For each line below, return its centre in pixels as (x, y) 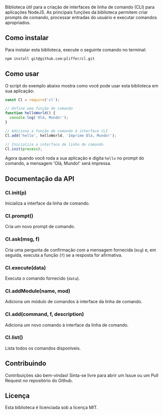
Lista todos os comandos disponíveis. (43, 348)
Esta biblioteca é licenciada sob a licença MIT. (51, 408)
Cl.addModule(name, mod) (38, 291)
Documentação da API (40, 178)
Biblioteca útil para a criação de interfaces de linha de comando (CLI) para (80, 7)
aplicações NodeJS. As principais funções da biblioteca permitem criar (76, 12)
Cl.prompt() (19, 216)
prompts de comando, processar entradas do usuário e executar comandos (81, 17)
